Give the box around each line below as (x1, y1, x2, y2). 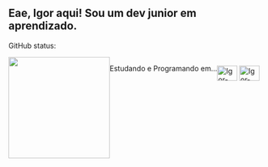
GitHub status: (8, 41, 57, 50)
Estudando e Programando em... (109, 63, 218, 73)
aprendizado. (8, 19, 78, 33)
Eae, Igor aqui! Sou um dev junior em (8, 6, 197, 20)
